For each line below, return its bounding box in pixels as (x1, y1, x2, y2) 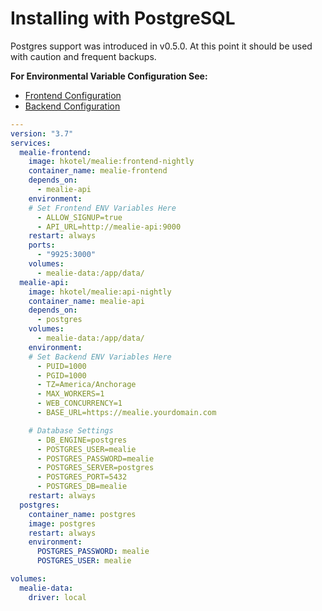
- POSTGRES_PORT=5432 (36, 472, 128, 482)
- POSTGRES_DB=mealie (36, 482, 128, 492)
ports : (28, 240, 56, 251)
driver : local (28, 592, 87, 602)
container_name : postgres (28, 509, 137, 519)
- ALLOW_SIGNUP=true (36, 212, 123, 222)
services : (10, 138, 52, 148)
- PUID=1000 (36, 361, 87, 371)
